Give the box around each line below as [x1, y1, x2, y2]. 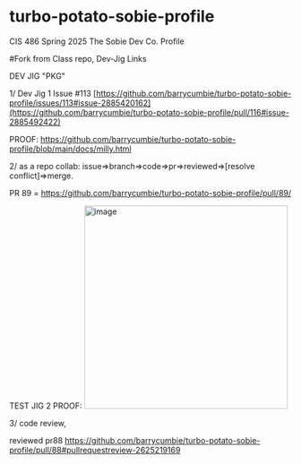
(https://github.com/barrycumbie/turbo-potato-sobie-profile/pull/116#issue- [9, 107, 289, 117]
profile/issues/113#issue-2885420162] [9, 97, 151, 108]
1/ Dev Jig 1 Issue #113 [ [9, 88, 97, 99]
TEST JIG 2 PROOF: [9, 400, 82, 411]
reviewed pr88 [9, 434, 64, 445]
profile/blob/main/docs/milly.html [9, 143, 132, 154]
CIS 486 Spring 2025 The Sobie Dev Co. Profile [9, 36, 185, 47]
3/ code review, [9, 417, 67, 428]
